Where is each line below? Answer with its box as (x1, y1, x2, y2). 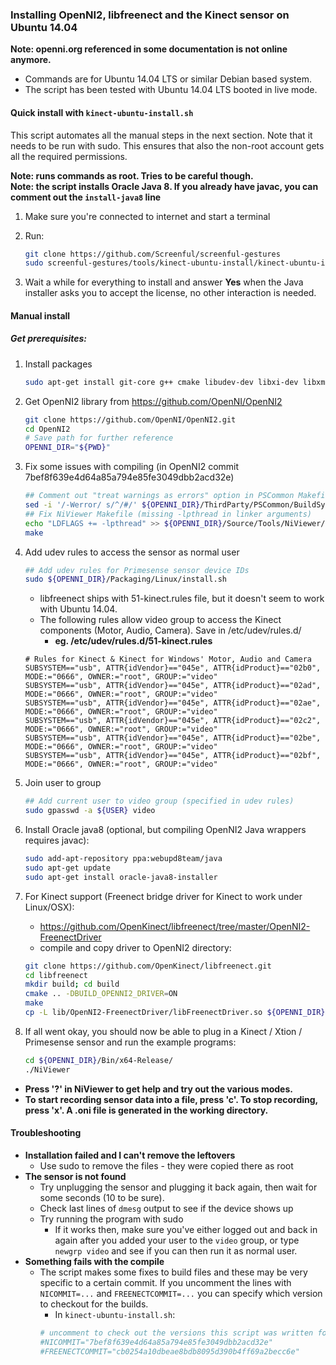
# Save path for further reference (24, 433, 174, 443)
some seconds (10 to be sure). (39, 1191, 165, 1203)
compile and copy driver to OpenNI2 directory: (39, 941, 232, 953)
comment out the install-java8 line (10, 191, 162, 203)
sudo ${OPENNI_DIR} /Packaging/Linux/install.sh (24, 574, 227, 585)
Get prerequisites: (10, 333, 88, 345)
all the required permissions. (10, 150, 128, 162)
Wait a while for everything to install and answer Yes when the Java (24, 276, 304, 288)
